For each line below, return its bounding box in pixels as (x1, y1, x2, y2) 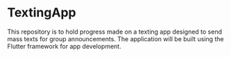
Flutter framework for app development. (7, 42, 121, 50)
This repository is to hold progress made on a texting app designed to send (7, 27, 223, 36)
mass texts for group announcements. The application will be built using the (7, 34, 224, 43)
